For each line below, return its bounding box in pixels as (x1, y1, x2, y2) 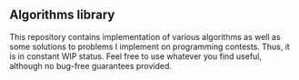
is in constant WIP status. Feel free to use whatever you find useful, (9, 50, 262, 62)
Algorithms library (9, 7, 115, 23)
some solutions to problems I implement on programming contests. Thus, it (9, 41, 291, 52)
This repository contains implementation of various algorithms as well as (9, 31, 281, 42)
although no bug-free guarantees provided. (9, 60, 173, 71)
